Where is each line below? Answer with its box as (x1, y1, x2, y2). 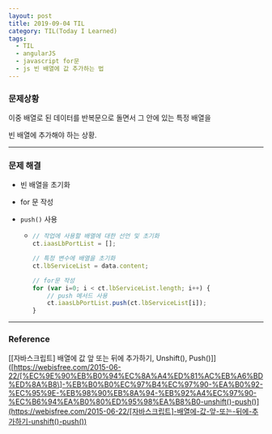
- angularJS (15, 49, 57, 58)
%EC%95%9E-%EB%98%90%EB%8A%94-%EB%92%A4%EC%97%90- (8, 388, 257, 397)
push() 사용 (19, 214, 58, 224)
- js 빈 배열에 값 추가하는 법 (15, 65, 104, 73)
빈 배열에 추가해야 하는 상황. (8, 131, 97, 140)
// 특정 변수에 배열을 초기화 (32, 255, 116, 263)
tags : (8, 34, 27, 43)
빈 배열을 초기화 (19, 180, 70, 190)
